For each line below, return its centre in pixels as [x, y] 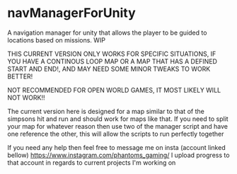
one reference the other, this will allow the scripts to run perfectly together [116, 134]
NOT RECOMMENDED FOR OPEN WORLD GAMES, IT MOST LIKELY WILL [114, 90]
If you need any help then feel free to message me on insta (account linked [116, 147]
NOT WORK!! [26, 98]
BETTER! [20, 76]
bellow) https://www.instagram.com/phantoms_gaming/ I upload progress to [118, 155]
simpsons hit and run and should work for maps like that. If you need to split [118, 119]
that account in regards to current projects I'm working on [92, 162]
